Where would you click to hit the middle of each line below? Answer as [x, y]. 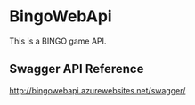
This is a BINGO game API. [58, 41]
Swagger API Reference [77, 69]
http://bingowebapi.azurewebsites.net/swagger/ [97, 90]
